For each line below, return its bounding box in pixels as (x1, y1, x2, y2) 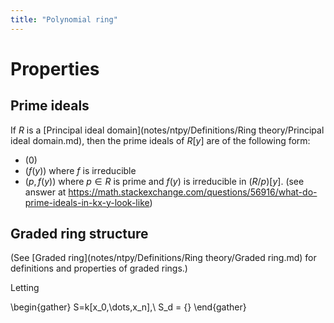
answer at (24, 186, 67, 198)
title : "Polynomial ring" (10, 14, 118, 25)
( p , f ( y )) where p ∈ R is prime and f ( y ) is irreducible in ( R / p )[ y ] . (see (24, 175, 305, 187)
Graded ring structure (10, 226, 149, 243)
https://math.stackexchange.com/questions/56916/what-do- (68, 186, 318, 198)
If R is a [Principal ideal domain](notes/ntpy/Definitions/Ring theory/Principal (10, 124, 325, 136)
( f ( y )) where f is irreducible (24, 164, 137, 176)
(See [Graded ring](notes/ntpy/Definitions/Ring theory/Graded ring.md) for (10, 252, 317, 264)
